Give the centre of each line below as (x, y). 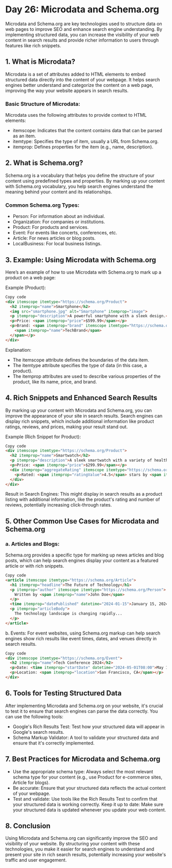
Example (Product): (26, 287)
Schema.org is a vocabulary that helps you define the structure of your (80, 175)
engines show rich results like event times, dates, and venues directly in (81, 638)
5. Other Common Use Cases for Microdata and (82, 521)
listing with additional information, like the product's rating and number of (83, 499)
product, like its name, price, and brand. (55, 382)
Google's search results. (38, 732)
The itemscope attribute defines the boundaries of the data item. (81, 360)
